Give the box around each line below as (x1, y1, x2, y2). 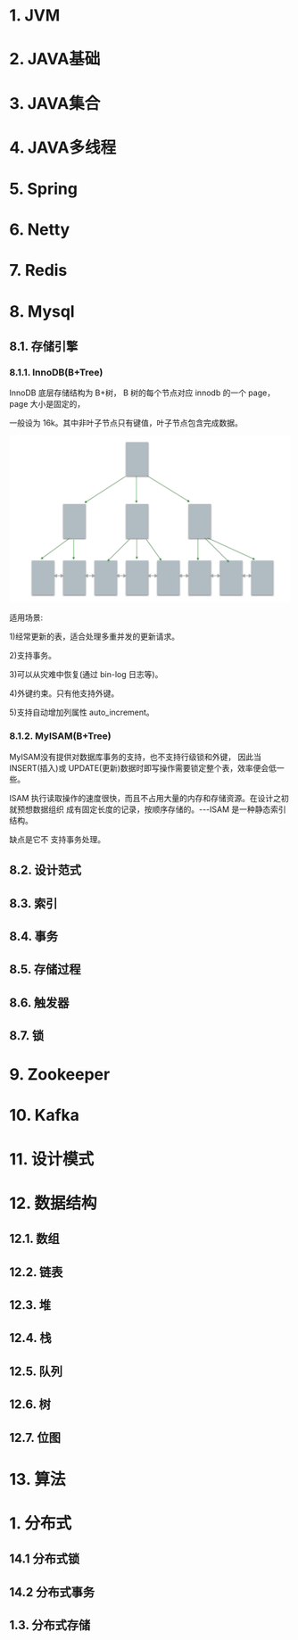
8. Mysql (9, 301, 75, 321)
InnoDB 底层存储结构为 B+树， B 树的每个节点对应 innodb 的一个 (9, 387, 247, 398)
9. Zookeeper (9, 1064, 111, 1085)
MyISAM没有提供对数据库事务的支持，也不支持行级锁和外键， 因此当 (9, 751, 261, 762)
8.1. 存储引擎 (9, 338, 79, 353)
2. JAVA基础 (9, 49, 101, 70)
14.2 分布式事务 (9, 1585, 95, 1600)
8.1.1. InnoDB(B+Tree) (9, 366, 103, 378)
